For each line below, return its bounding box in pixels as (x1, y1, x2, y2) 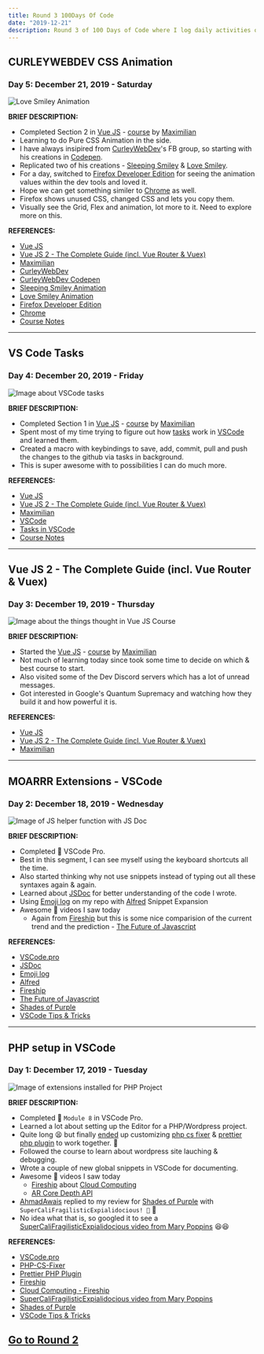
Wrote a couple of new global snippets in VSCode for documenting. (19, 1163, 238, 1172)
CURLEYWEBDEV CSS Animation (8, 55, 173, 68)
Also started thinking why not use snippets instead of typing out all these (19, 872, 256, 881)
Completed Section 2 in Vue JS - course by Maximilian (19, 127, 196, 137)
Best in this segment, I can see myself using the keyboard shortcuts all (19, 855, 249, 865)
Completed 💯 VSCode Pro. (19, 847, 106, 856)
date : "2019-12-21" (8, 19, 72, 27)
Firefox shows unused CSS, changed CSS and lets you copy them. (19, 194, 235, 204)
